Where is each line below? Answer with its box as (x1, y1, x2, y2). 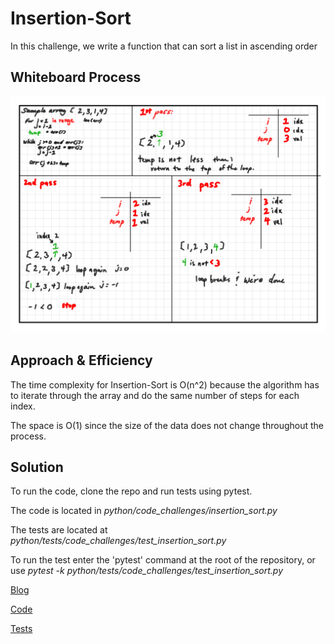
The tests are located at (10, 524, 108, 536)
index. (10, 400, 36, 412)
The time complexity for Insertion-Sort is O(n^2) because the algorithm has (10, 378, 320, 391)
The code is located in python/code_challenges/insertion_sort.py (10, 505, 278, 517)
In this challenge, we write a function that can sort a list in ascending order (10, 40, 318, 52)
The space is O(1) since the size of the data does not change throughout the (10, 419, 324, 431)
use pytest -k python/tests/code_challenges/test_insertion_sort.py (10, 565, 284, 577)
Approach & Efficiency (10, 352, 153, 369)
